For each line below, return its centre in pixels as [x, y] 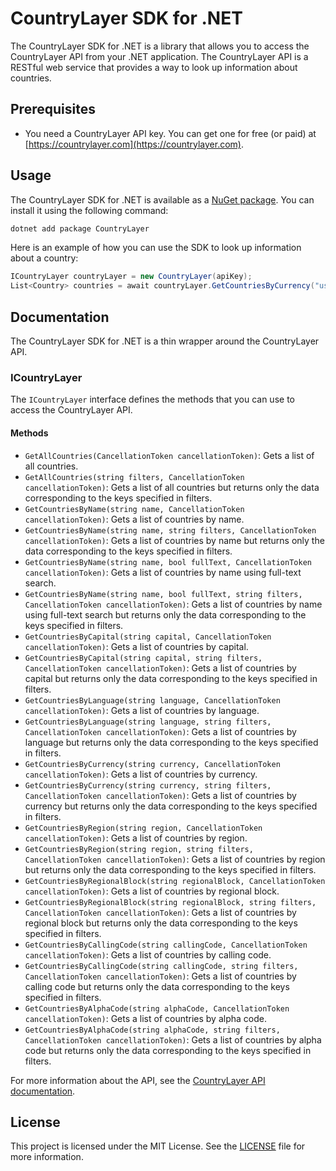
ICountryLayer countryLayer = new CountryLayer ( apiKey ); [131, 277]
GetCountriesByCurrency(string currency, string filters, [148, 785]
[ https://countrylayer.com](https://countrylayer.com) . [134, 144]
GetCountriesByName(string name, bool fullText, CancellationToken [168, 562]
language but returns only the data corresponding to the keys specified [171, 742]
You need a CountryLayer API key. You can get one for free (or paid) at [170, 133]
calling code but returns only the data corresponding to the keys [157, 986]
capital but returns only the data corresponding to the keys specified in [171, 678]
